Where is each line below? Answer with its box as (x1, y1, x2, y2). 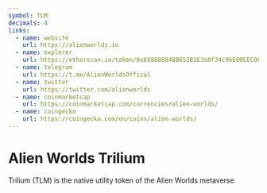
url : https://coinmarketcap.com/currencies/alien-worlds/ (22, 100, 219, 108)
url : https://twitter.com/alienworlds (22, 85, 151, 94)
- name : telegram (15, 64, 73, 71)
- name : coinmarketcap (15, 93, 91, 101)
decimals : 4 (8, 19, 48, 27)
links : (8, 26, 30, 34)
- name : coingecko (15, 108, 77, 116)
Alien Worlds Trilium (8, 149, 145, 168)
